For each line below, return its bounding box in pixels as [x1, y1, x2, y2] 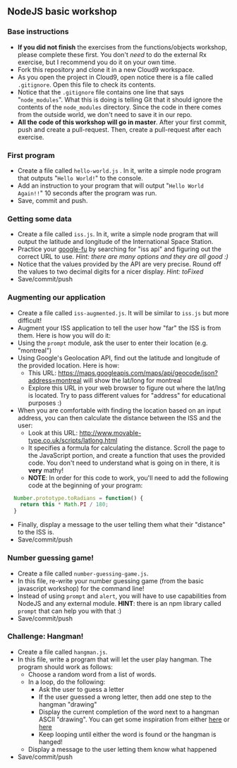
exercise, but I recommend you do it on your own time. [17, 58, 176, 66]
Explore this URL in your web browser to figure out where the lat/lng [28, 384, 226, 392]
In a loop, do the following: [28, 677, 106, 686]
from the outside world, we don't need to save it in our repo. [17, 110, 193, 118]
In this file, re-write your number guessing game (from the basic [17, 576, 205, 585]
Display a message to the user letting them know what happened [28, 745, 217, 753]
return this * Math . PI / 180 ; [20, 501, 109, 508]
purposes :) [28, 398, 62, 407]
